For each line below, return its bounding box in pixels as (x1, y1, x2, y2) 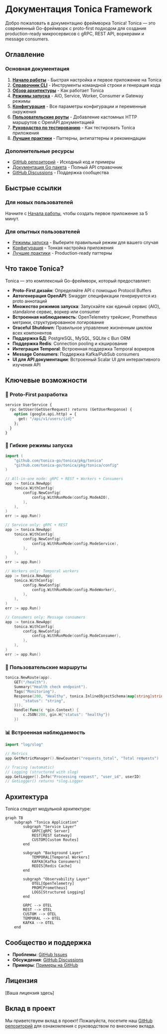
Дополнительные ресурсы (5, 147, 75, 154)
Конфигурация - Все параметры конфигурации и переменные (12, 103, 147, 109)
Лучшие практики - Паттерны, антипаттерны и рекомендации (12, 135, 146, 141)
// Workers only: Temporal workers (5, 569, 79, 574)
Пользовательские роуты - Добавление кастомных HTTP (12, 114, 138, 120)
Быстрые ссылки (5, 184, 62, 193)
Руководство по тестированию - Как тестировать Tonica (12, 124, 135, 130)
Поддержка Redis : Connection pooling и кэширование (12, 341, 128, 346)
